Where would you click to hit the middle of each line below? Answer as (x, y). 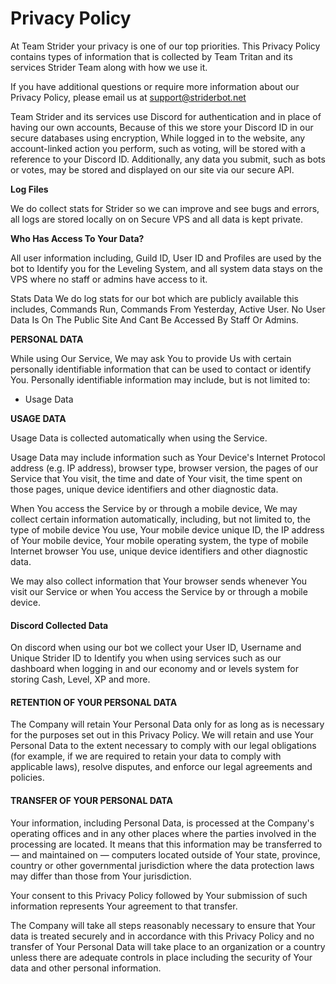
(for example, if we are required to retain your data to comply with (146, 756)
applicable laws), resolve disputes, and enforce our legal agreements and (161, 767)
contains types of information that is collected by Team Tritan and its (151, 56)
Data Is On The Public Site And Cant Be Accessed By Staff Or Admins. (154, 319)
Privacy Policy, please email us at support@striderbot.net (128, 97)
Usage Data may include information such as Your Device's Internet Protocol (168, 457)
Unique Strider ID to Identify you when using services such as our (146, 658)
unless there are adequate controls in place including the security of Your (161, 957)
